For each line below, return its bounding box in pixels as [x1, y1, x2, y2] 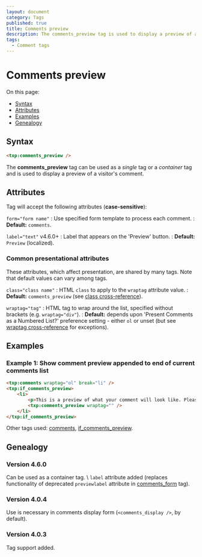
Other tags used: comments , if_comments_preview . [6, 425, 133, 432]
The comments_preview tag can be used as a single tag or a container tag [6, 163, 192, 170]
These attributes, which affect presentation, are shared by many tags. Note [6, 268, 192, 275]
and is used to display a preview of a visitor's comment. [6, 170, 144, 177]
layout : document [6, 8, 50, 15]
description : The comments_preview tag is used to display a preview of [6, 31, 192, 37]
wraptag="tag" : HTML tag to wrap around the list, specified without [6, 304, 173, 311]
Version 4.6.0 [6, 460, 47, 468]
